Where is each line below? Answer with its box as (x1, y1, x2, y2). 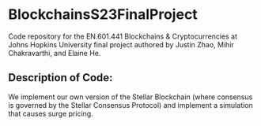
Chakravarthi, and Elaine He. (8, 48, 101, 57)
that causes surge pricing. (8, 109, 93, 118)
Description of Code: (8, 71, 113, 84)
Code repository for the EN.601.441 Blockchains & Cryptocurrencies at (8, 31, 237, 41)
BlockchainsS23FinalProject (8, 6, 198, 24)
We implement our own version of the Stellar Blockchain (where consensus (8, 92, 253, 102)
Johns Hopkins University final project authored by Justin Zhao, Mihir (8, 39, 235, 49)
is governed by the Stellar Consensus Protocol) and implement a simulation (8, 100, 253, 109)
